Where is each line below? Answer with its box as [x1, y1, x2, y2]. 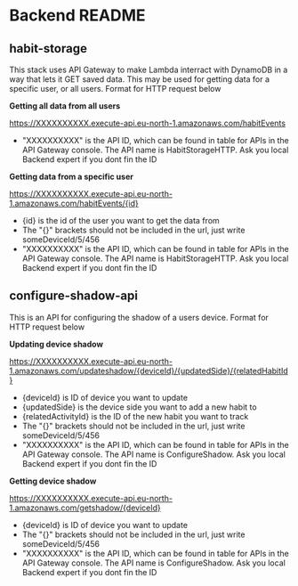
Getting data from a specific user [9, 171, 133, 182]
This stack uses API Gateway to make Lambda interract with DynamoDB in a [9, 64, 288, 75]
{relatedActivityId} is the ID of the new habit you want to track [21, 411, 249, 421]
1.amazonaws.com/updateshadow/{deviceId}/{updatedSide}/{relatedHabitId [9, 365, 289, 376]
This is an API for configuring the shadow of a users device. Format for [9, 312, 270, 322]
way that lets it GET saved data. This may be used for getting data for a [9, 74, 270, 85]
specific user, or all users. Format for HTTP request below [9, 84, 221, 94]
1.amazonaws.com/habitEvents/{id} [9, 198, 140, 208]
